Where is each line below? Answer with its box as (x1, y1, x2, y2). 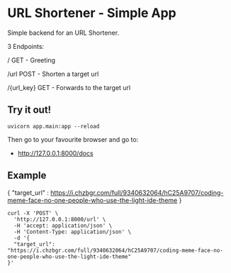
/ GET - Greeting (7, 55, 55, 65)
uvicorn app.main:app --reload (7, 123, 100, 130)
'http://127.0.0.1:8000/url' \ (13, 216, 106, 223)
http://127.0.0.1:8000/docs (17, 149, 94, 157)
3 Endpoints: (7, 42, 45, 50)
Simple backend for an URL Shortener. (7, 28, 119, 37)
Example (7, 169, 47, 182)
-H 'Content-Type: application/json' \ (13, 228, 132, 235)
